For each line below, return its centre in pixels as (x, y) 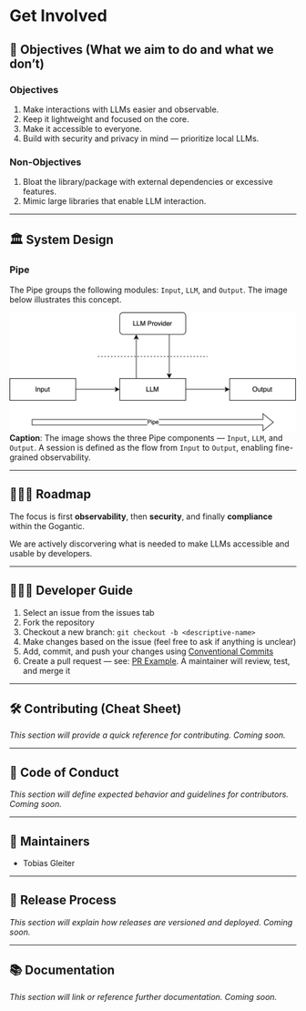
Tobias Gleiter (49, 863)
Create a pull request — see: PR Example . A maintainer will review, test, (156, 660)
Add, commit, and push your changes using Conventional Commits (148, 651)
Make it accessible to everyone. (82, 128)
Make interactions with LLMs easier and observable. (121, 109)
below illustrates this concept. (66, 299)
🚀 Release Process (63, 900)
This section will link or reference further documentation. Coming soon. (143, 996)
